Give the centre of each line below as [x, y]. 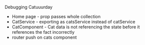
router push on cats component [44, 37]
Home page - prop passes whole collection [56, 16]
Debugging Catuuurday [29, 7]
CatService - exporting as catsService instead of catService [73, 22]
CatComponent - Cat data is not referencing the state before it [76, 27]
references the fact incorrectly [43, 32]
